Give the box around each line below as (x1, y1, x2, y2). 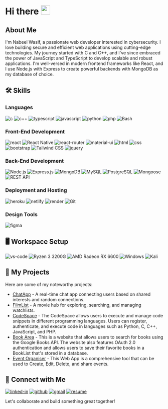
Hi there (5, 6, 39, 17)
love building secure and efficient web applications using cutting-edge (5, 44, 151, 50)
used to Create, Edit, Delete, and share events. (12, 361, 109, 367)
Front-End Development (5, 128, 65, 135)
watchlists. (12, 307, 35, 313)
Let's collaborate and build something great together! (5, 398, 115, 404)
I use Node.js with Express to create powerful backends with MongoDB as (5, 66, 158, 72)
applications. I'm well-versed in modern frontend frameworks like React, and (5, 60, 163, 66)
